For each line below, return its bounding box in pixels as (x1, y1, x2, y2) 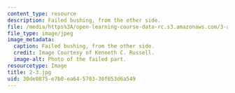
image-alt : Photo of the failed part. (13, 56, 127, 63)
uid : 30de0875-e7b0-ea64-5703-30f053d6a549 (7, 75, 136, 83)
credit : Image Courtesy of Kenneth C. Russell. (13, 50, 155, 57)
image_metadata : (7, 36, 55, 43)
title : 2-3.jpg (7, 69, 52, 76)
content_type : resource (7, 10, 77, 17)
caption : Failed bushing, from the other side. (13, 43, 155, 50)
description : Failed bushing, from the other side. (7, 17, 161, 24)
